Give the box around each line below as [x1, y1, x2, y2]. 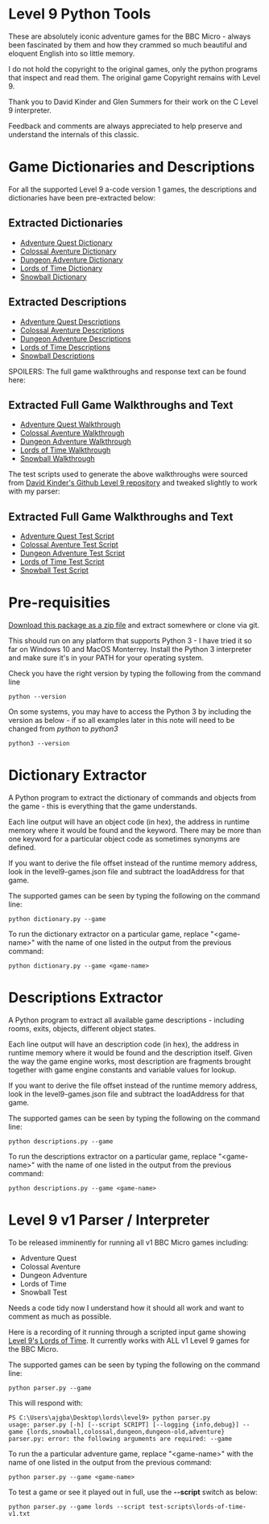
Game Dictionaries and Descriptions [8, 158, 255, 176]
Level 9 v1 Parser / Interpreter [8, 1211, 210, 1229]
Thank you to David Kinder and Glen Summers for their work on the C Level [8, 97, 259, 106]
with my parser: [8, 486, 60, 496]
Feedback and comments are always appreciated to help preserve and [8, 121, 243, 130]
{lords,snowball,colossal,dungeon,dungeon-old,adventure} [26, 1427, 226, 1435]
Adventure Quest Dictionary [19, 237, 113, 247]
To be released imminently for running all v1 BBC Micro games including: [8, 1237, 249, 1247]
